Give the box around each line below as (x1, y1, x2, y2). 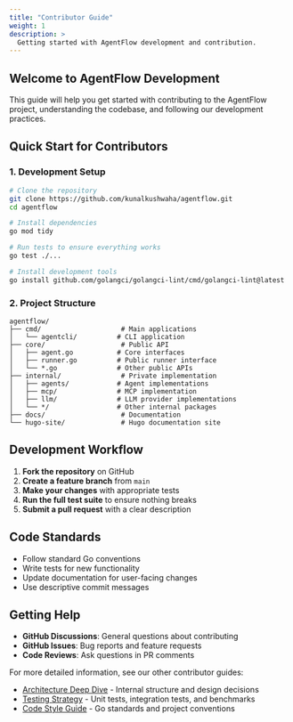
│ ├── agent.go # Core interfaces (9, 348, 185, 357)
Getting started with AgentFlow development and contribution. (17, 37, 256, 47)
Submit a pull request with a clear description (21, 504, 191, 515)
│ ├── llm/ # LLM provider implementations (9, 394, 238, 403)
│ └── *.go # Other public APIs (9, 363, 193, 372)
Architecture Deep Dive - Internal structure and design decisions (21, 685, 260, 695)
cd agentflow (9, 202, 58, 212)
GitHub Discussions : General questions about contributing (21, 631, 239, 642)
